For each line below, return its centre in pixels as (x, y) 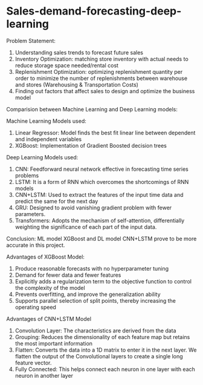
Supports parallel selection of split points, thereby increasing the (95, 300)
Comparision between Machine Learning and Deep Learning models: (92, 109)
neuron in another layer (44, 375)
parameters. (30, 214)
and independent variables (48, 139)
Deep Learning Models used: (42, 157)
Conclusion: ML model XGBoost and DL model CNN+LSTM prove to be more (101, 239)
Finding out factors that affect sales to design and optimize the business (105, 91)
